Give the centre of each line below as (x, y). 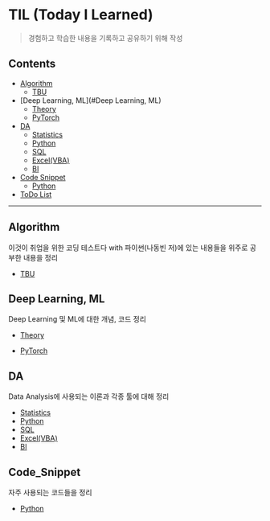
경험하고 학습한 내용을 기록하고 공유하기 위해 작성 (105, 38)
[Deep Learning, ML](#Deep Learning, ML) (91, 100)
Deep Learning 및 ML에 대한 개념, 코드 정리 (78, 319)
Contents (32, 64)
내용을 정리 (41, 257)
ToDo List (36, 194)
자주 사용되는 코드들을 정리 (50, 492)
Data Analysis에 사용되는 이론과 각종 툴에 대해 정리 (89, 396)
